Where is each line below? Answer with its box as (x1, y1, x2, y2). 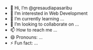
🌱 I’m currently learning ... (10, 16, 65, 21)
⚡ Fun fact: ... (10, 40, 38, 46)
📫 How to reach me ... (10, 27, 57, 33)
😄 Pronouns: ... (10, 34, 43, 40)
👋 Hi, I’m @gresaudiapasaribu (10, 5, 73, 11)
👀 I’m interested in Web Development (10, 10, 88, 16)
